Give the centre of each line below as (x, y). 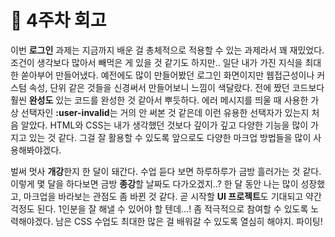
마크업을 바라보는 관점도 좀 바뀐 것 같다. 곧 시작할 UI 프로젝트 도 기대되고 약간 (172, 196)
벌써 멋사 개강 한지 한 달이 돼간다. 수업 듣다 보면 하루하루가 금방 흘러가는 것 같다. (166, 171)
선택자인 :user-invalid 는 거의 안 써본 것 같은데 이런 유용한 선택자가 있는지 (165, 112)
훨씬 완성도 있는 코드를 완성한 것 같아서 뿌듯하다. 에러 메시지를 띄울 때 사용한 (159, 100)
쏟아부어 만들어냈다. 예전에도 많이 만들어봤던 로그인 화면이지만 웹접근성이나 (167, 75)
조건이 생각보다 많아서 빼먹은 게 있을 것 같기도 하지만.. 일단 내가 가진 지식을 (156, 62)
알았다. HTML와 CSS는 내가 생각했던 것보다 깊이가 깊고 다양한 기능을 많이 (164, 125)
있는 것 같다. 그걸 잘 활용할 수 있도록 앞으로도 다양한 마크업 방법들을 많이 (170, 137)
